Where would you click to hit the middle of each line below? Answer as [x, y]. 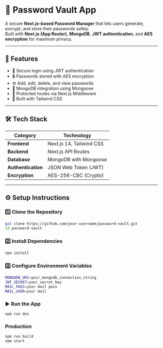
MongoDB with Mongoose [77, 159]
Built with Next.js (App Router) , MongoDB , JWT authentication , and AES [79, 34]
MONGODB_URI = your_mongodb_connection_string [51, 278]
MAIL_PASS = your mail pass [31, 287]
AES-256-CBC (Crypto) [76, 175]
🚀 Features [22, 59]
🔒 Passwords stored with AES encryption [53, 76]
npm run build [19, 337]
